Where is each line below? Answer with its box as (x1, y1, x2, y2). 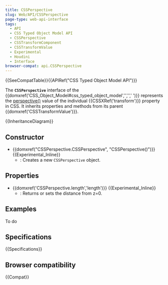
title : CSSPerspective (5, 7, 53, 13)
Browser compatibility (5, 260, 76, 269)
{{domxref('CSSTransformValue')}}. (5, 109, 79, 115)
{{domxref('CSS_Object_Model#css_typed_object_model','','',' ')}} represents (5, 93, 163, 99)
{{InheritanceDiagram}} (5, 118, 54, 124)
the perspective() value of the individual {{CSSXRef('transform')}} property (5, 98, 160, 104)
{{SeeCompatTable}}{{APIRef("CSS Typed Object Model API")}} (5, 78, 137, 84)
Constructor (5, 133, 44, 141)
